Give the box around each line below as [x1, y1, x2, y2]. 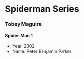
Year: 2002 [12, 44, 35, 49]
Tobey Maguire [5, 21, 42, 28]
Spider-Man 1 [5, 32, 33, 38]
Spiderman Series [5, 3, 79, 15]
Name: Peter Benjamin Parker [12, 48, 72, 54]
